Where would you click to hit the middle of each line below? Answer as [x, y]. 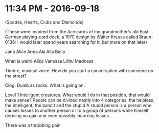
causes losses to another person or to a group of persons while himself [77, 110]
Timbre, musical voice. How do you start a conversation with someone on [79, 70]
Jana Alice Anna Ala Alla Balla [35, 52]
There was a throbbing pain [33, 125]
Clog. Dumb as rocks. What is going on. [45, 85]
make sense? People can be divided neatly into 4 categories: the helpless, [80, 100]
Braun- [146, 37]
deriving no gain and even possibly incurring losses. [57, 115]
